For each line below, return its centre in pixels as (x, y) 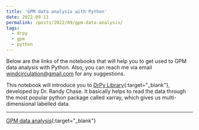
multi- (169, 97)
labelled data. (53, 104)
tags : (13, 28)
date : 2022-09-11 (28, 17)
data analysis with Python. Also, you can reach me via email (79, 67)
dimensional (21, 104)
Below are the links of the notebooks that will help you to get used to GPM (96, 61)
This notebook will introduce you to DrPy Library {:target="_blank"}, (88, 85)
